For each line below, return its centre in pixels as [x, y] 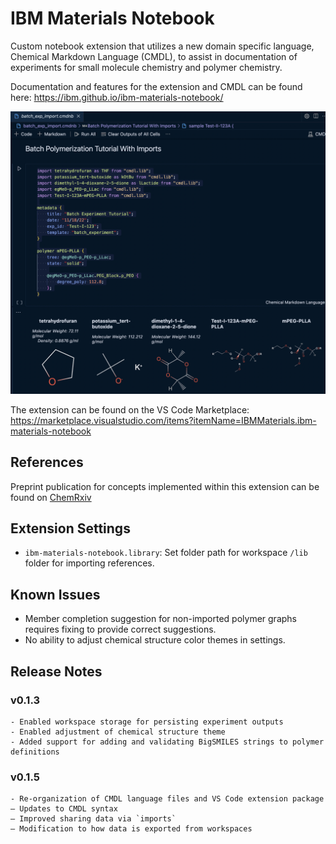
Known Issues [55, 594]
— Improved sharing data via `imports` [93, 819]
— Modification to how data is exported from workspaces [131, 829]
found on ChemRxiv [51, 497]
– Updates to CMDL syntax [64, 809]
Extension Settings [70, 528]
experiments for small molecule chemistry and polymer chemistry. [146, 67]
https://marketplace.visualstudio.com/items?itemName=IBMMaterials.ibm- [163, 420]
